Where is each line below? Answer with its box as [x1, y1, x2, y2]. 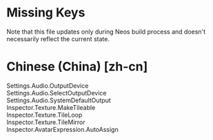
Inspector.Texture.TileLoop [6, 110, 83, 119]
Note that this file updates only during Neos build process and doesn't [6, 27, 206, 36]
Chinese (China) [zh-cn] [6, 59, 148, 75]
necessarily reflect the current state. [6, 34, 110, 43]
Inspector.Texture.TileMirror [6, 118, 85, 126]
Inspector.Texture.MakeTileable [6, 103, 96, 111]
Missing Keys [6, 5, 85, 21]
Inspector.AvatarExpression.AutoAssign [6, 125, 119, 133]
